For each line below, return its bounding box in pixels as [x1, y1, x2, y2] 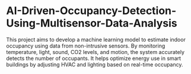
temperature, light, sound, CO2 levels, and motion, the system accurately [6, 48, 185, 55]
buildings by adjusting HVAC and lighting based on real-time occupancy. [6, 60, 183, 68]
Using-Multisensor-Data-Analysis [6, 16, 178, 30]
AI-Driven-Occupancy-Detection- [6, 4, 177, 18]
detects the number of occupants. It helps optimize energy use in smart [6, 55, 182, 62]
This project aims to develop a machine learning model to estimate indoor [6, 36, 186, 43]
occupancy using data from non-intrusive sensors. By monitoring [6, 42, 165, 49]
